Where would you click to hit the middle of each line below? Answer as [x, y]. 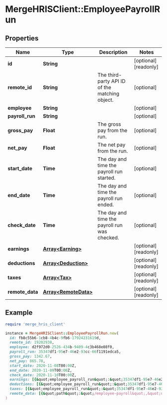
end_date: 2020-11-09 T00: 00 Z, [41, 370]
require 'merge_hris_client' [35, 324]
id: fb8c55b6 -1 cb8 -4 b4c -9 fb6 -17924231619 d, [55, 338]
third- [115, 75]
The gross [109, 124]
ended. [106, 204]
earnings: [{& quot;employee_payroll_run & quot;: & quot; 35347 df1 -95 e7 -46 [84, 380]
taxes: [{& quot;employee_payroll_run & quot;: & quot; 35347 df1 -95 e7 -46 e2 [83, 389]
